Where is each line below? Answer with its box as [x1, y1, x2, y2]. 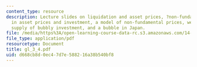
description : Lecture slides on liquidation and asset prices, [6, 14, 164, 20]
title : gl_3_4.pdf [6, 47, 51, 52]
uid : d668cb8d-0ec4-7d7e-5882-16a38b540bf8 [6, 52, 114, 58]
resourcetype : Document [6, 41, 64, 47]
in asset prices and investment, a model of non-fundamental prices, [11, 19, 185, 25]
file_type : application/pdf [6, 36, 75, 41]
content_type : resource [6, 8, 64, 15]
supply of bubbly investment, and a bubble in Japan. [11, 24, 145, 31]
